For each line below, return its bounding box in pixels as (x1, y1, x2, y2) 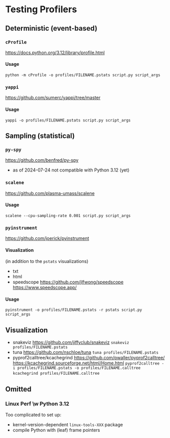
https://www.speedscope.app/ (12, 284, 77, 290)
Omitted (5, 384, 32, 394)
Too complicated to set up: (5, 411, 62, 418)
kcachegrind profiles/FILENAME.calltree (12, 371, 100, 376)
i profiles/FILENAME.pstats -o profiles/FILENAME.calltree (12, 366, 141, 371)
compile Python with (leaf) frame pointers (12, 427, 100, 433)
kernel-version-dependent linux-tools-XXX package (12, 421, 123, 427)
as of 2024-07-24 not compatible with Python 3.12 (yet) (12, 167, 130, 173)
